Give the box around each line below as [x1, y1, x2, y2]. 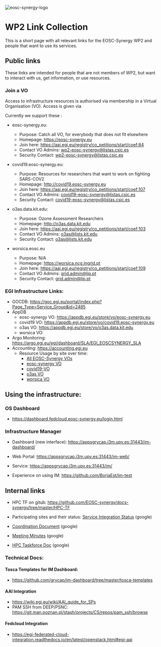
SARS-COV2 [19, 176, 44, 182]
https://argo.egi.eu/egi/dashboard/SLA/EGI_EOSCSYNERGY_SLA [12, 340, 142, 346]
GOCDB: [12, 299, 29, 305]
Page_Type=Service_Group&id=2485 [12, 304, 86, 310]
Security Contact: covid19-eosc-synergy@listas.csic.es [19, 197, 130, 203]
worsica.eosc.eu [12, 246, 45, 252]
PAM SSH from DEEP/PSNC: [12, 604, 69, 610]
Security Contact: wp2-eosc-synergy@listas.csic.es [19, 152, 123, 158]
